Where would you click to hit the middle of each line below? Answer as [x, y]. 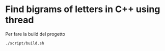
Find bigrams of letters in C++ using [83, 9]
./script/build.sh [25, 43]
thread [20, 20]
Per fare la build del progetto [35, 34]
